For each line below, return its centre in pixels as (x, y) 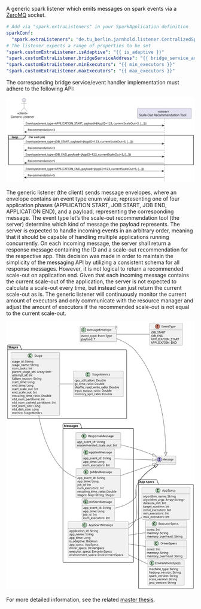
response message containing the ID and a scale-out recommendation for (97, 249)
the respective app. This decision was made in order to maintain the (90, 256)
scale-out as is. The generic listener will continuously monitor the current (96, 294)
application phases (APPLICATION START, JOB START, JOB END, (86, 205)
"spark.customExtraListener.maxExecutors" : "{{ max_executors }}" (91, 71)
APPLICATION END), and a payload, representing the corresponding (90, 211)
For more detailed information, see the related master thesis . (81, 600)
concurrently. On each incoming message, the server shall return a (89, 243)
